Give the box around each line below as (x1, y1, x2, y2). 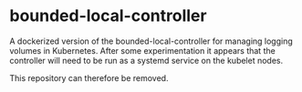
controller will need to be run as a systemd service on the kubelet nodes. (9, 55, 284, 66)
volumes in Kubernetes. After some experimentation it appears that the (9, 45, 276, 56)
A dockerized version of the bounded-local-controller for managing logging (9, 36, 294, 46)
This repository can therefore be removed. (9, 72, 169, 83)
